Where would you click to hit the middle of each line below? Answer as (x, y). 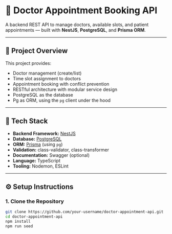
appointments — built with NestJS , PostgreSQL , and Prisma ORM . (76, 30)
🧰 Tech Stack (27, 121)
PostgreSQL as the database (43, 95)
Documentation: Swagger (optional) (51, 155)
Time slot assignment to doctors (47, 78)
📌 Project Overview (37, 51)
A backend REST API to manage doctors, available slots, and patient (77, 25)
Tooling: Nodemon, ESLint (41, 166)
